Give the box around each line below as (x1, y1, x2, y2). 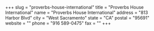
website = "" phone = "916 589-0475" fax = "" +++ (5, 20, 111, 26)
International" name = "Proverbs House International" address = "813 (5, 9, 148, 15)
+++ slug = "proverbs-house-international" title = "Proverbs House (5, 4, 144, 10)
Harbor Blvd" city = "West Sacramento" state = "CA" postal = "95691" (5, 15, 149, 20)
